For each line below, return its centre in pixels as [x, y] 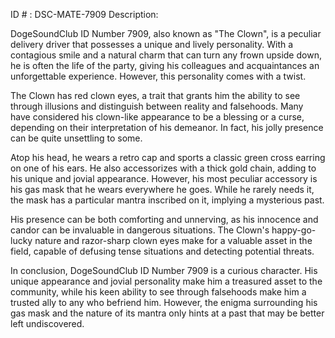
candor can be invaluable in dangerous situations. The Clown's [140, 230]
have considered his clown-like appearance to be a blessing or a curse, [157, 117]
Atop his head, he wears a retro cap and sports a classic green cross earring [168, 157]
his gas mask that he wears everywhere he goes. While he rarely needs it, [162, 189]
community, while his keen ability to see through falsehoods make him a [158, 292]
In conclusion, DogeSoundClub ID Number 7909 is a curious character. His [164, 270]
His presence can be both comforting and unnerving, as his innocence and [164, 219]
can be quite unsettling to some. [76, 138]
